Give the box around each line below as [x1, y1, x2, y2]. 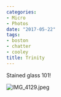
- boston [6, 37, 29, 44]
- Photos [6, 20, 29, 26]
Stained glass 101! [6, 71, 51, 79]
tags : [6, 32, 20, 38]
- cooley [6, 49, 29, 55]
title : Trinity [6, 55, 45, 61]
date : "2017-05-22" [6, 26, 56, 33]
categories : [6, 9, 37, 15]
